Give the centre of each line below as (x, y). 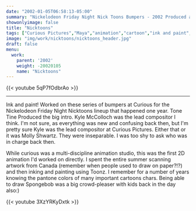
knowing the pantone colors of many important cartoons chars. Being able (95, 178)
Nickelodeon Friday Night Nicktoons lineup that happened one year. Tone (94, 111)
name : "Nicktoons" (39, 71)
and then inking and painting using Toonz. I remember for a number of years (98, 172)
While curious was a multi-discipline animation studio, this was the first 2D (95, 153)
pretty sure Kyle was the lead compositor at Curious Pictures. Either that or (96, 130)
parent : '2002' (35, 60)
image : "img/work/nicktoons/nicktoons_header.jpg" (69, 39)
